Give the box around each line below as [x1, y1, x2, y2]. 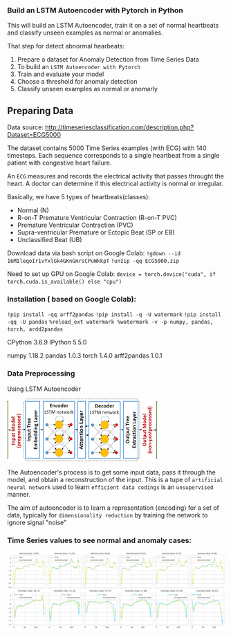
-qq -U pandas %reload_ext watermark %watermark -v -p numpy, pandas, [7, 319, 214, 326]
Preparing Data [7, 104, 74, 116]
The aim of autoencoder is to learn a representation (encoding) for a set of [7, 504, 220, 512]
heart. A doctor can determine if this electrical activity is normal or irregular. [7, 179, 223, 188]
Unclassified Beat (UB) [17, 236, 82, 244]
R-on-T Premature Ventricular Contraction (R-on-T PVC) [17, 214, 178, 222]
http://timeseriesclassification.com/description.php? [44, 123, 194, 131]
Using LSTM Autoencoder [7, 385, 82, 393]
